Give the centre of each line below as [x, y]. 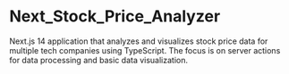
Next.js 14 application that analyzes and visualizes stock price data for [139, 41]
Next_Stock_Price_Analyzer [115, 16]
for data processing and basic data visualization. [99, 60]
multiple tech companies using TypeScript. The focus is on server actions [145, 50]
